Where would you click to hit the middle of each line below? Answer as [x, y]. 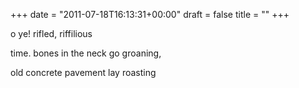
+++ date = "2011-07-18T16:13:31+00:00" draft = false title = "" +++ [150, 14]
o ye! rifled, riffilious [51, 33]
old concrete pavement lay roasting [83, 72]
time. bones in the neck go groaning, [86, 53]
